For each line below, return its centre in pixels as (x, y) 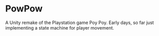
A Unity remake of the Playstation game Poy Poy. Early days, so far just (80, 22)
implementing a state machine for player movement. (60, 27)
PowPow (24, 9)
